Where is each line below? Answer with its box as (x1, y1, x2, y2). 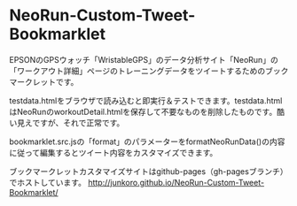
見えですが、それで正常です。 (16, 117, 125, 128)
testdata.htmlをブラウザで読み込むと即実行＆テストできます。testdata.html (9, 95, 283, 106)
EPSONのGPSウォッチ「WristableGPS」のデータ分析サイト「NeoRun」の (9, 54, 279, 65)
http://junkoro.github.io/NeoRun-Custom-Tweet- (88, 177, 264, 187)
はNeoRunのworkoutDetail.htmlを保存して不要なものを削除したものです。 (9, 106, 277, 117)
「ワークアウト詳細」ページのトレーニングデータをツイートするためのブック (9, 65, 289, 76)
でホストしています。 (9, 177, 87, 187)
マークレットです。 (9, 76, 79, 87)
